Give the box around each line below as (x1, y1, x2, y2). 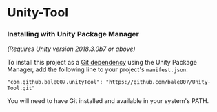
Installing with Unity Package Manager (7, 30, 139, 39)
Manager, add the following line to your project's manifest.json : (7, 65, 188, 74)
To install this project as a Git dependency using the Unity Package (7, 58, 198, 67)
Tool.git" (7, 85, 36, 92)
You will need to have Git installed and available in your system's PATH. (7, 97, 209, 105)
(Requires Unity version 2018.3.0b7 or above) (7, 45, 136, 53)
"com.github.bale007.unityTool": (7, 79, 103, 86)
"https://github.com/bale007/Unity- (105, 79, 211, 86)
